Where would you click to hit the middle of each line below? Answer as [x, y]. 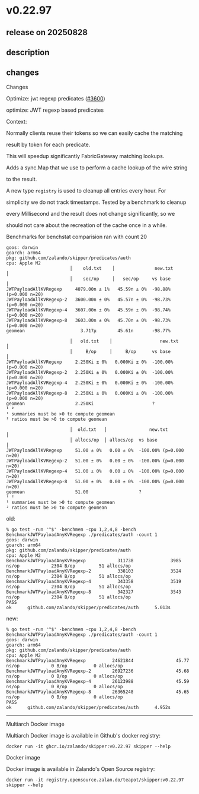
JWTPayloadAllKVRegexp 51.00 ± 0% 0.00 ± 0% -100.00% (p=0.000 [95, 450]
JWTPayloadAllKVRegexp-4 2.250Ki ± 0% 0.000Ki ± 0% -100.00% [90, 383]
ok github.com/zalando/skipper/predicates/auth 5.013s [88, 607]
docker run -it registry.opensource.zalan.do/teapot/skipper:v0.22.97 [95, 780]
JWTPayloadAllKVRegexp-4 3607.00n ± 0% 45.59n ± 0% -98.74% [88, 310]
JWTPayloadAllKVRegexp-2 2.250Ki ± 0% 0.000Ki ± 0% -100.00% [90, 372]
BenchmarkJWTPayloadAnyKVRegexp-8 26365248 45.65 [98, 692]
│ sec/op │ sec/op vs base [120, 279]
